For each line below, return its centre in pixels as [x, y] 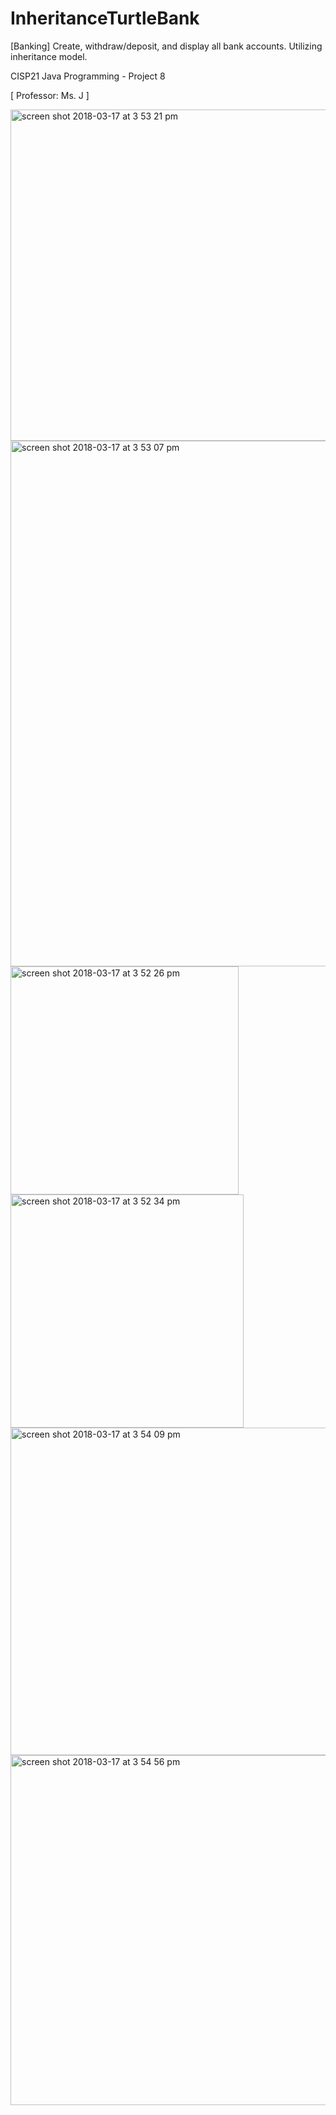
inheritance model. [49, 56]
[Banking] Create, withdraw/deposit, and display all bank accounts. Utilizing [166, 46]
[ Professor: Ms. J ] [50, 95]
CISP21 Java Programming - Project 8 [88, 76]
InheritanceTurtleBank [105, 18]
